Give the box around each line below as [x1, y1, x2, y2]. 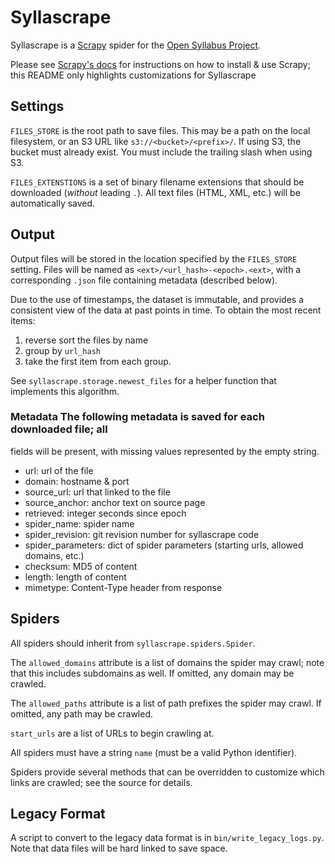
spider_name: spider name [24, 517, 135, 530]
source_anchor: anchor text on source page [24, 496, 206, 508]
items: [10, 314, 36, 326]
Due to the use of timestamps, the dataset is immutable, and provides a [10, 293, 305, 305]
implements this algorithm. [10, 385, 120, 397]
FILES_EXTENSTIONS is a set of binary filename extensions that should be [10, 176, 305, 188]
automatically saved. [10, 197, 96, 209]
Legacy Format [10, 806, 106, 823]
